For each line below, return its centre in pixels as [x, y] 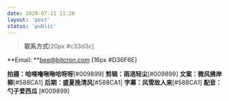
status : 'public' [32, 26]
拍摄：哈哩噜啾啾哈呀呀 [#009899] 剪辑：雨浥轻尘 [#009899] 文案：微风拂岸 [114, 74]
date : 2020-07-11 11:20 [41, 13]
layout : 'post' [29, 20]
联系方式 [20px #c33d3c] [59, 46]
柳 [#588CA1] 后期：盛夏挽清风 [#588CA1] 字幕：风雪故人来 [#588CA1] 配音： [114, 83]
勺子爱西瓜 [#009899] [38, 91]
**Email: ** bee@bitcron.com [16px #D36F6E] [72, 60]
